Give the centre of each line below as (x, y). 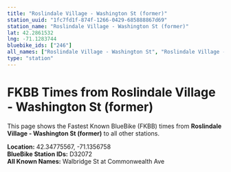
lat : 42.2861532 (30, 33)
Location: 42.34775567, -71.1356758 (59, 147)
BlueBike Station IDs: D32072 (50, 154)
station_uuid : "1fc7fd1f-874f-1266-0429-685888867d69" (87, 20)
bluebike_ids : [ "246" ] (40, 45)
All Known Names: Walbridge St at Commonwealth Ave (86, 161)
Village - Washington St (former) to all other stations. (84, 133)
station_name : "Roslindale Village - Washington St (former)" (98, 26)
